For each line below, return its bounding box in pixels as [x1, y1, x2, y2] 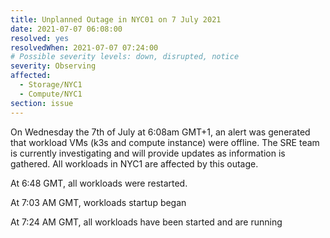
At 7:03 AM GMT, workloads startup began [10, 196, 187, 208]
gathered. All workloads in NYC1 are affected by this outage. [10, 157, 259, 170]
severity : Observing [10, 61, 97, 71]
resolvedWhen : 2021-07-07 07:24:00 [10, 42, 159, 53]
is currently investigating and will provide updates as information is [10, 147, 286, 159]
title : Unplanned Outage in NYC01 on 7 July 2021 [10, 14, 222, 25]
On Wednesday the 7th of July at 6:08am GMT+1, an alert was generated [10, 126, 311, 138]
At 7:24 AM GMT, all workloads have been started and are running [10, 216, 283, 228]
